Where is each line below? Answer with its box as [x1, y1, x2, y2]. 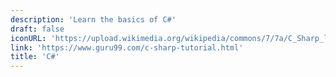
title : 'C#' [10, 52, 60, 62]
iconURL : [10, 33, 47, 43]
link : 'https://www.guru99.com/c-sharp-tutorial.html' [10, 42, 244, 53]
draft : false [10, 24, 65, 34]
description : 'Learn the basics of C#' [10, 14, 177, 25]
